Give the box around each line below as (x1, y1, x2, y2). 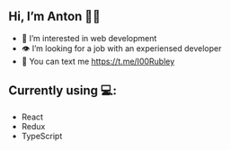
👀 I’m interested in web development (21, 32, 157, 43)
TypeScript (21, 130, 63, 141)
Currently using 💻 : (8, 83, 118, 99)
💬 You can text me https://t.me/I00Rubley (21, 56, 175, 66)
